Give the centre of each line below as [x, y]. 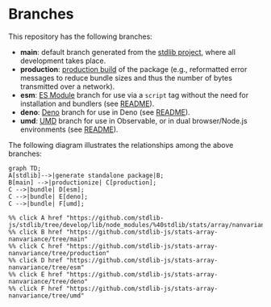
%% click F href [35, 288]
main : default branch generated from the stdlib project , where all [128, 52]
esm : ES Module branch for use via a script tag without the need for [134, 95]
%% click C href [35, 246]
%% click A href [35, 218]
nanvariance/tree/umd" [46, 296]
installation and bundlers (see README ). [87, 103]
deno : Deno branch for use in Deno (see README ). [105, 112]
